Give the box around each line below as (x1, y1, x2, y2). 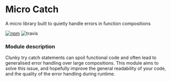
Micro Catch (5, 4, 59, 15)
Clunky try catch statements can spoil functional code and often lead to (5, 54, 157, 61)
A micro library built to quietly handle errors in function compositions (5, 20, 151, 26)
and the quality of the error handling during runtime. (5, 71, 116, 77)
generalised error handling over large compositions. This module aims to (5, 60, 159, 66)
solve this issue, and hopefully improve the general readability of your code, (5, 65, 166, 72)
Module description (5, 43, 55, 50)
